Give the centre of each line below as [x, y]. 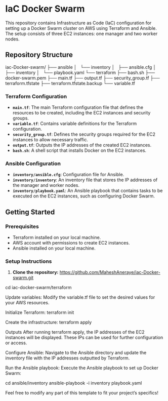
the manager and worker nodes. [46, 185]
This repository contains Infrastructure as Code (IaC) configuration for [78, 23]
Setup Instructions [29, 261]
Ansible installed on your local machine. [54, 248]
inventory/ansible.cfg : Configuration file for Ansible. [68, 175]
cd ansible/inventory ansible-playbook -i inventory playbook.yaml [74, 383]
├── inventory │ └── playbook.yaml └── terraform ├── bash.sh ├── [80, 72]
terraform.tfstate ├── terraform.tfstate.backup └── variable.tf [70, 83]
